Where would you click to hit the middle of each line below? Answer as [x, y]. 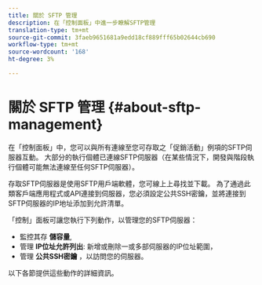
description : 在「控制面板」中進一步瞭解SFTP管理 [82, 23]
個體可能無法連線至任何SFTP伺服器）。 [77, 166]
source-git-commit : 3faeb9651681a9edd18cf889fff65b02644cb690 [112, 37]
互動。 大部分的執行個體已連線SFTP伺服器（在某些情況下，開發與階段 [135, 157]
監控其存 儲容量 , [45, 236]
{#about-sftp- [155, 108]
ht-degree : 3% [31, 60]
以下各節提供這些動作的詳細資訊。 [63, 272]
